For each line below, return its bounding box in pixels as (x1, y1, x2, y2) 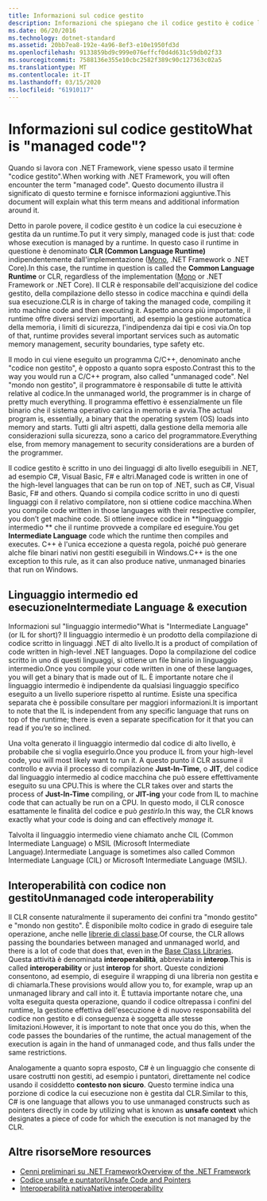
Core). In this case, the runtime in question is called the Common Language (8, 264, 255, 273)
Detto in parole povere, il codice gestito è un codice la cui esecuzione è (8, 221, 242, 231)
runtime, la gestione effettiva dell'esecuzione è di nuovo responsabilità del (8, 1005, 252, 1015)
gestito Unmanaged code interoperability (8, 891, 215, 905)
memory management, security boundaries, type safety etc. (8, 339, 205, 349)
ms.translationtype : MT (8, 64, 87, 72)
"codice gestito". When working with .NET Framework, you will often (8, 172, 230, 182)
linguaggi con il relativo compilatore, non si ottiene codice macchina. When (8, 497, 252, 507)
